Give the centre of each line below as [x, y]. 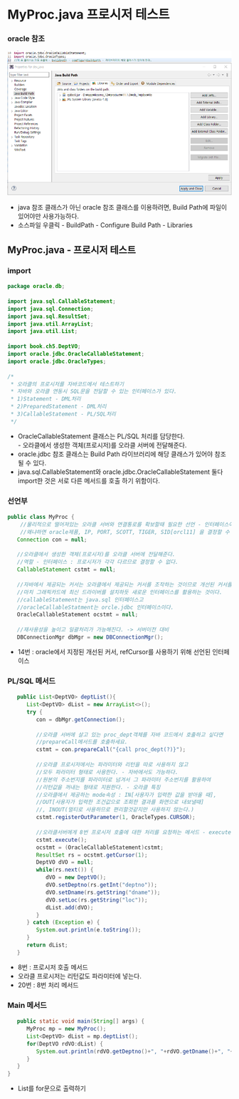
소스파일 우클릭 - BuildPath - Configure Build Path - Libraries [105, 225]
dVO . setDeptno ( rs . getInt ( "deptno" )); [101, 885]
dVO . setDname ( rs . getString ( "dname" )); [103, 892]
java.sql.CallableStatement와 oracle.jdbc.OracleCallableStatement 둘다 [120, 472]
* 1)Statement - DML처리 [46, 399]
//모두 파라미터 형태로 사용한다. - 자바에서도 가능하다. [107, 772]
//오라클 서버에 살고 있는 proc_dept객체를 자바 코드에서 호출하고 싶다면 [129, 735]
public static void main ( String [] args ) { [80, 1021]
